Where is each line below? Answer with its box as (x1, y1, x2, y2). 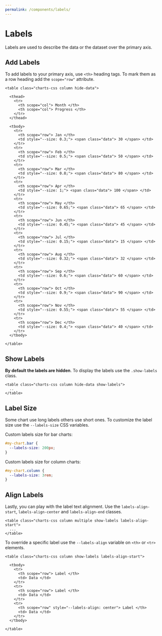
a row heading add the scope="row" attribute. (5, 76, 95, 82)
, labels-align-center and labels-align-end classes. (16, 509, 123, 515)
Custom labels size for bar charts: (5, 431, 73, 437)
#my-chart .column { (5, 468, 45, 473)
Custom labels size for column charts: (5, 459, 81, 465)
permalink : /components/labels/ (5, 7, 71, 12)
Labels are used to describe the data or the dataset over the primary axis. (5, 44, 152, 50)
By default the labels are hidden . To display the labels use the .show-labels (5, 368, 158, 374)
